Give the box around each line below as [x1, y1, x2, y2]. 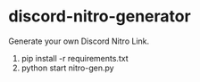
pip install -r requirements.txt [21, 53, 129, 63]
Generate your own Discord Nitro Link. [8, 36, 150, 46]
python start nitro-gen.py [21, 62, 114, 73]
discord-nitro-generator [8, 6, 191, 27]
